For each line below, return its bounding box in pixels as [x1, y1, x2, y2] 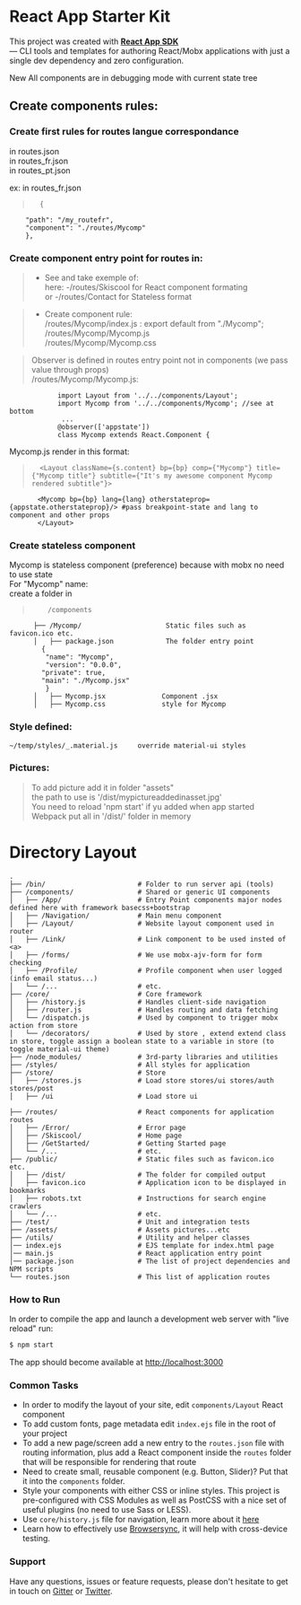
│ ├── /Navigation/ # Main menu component [9, 911, 222, 920]
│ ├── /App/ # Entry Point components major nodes [9, 895, 282, 904]
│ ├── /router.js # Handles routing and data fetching [9, 1005, 279, 1014]
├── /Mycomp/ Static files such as [32, 621, 246, 630]
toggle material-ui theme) [9, 1044, 110, 1054]
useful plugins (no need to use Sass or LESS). [21, 1504, 192, 1515]
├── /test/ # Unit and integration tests [9, 1217, 251, 1226]
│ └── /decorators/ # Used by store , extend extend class [9, 1029, 287, 1038]
